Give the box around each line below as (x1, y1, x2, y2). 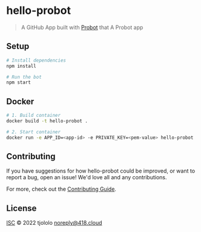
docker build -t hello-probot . (6, 118, 88, 124)
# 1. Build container (6, 113, 61, 119)
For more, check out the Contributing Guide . (6, 185, 117, 193)
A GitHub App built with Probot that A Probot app (21, 24, 143, 31)
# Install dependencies (6, 57, 67, 64)
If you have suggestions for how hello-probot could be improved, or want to (6, 167, 196, 174)
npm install (6, 63, 36, 69)
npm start (6, 79, 31, 85)
